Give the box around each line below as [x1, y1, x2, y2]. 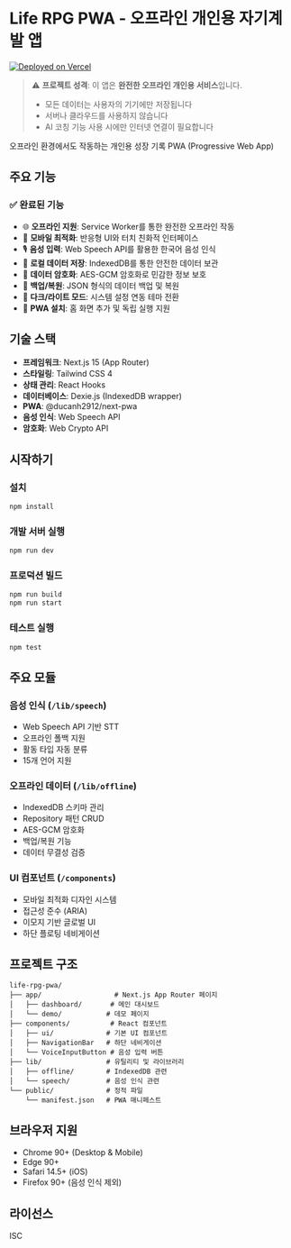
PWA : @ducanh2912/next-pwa [22, 401, 138, 412]
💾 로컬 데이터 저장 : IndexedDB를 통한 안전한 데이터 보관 [22, 258, 219, 269]
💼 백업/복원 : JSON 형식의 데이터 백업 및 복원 [22, 280, 180, 291]
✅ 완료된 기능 [9, 199, 65, 212]
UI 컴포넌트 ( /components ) [9, 871, 116, 884]
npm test [9, 642, 42, 651]
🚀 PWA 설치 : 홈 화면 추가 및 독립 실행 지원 [22, 303, 171, 314]
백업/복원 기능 [22, 835, 72, 847]
